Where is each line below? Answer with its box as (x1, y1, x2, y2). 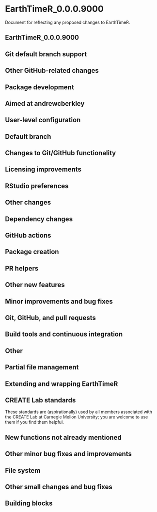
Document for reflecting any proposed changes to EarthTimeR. (5, 19, 130, 25)
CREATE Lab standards (5, 396, 76, 404)
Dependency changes (5, 215, 73, 223)
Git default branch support (5, 50, 87, 58)
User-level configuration (5, 116, 81, 124)
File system (5, 466, 41, 475)
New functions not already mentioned (5, 433, 122, 442)
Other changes (5, 198, 51, 207)
